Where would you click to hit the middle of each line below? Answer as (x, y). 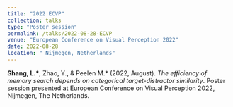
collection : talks (34, 20)
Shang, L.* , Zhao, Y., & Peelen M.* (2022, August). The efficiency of (107, 73)
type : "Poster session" (42, 27)
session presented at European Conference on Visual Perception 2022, (111, 88)
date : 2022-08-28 (33, 46)
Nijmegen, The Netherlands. (49, 95)
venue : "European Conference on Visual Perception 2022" (93, 40)
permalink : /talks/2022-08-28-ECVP (60, 33)
